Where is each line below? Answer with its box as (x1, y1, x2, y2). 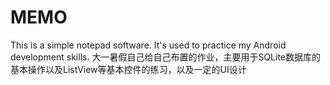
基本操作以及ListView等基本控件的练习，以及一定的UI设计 (10, 63, 247, 75)
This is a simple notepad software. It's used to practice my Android (10, 39, 287, 51)
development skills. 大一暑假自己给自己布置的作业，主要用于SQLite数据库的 (10, 51, 321, 63)
